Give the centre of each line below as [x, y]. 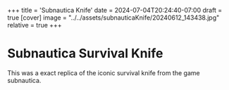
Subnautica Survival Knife [85, 54]
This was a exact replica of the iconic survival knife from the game [104, 72]
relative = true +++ [35, 25]
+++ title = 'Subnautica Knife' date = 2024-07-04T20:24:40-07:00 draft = [115, 10]
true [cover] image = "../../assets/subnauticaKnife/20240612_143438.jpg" [113, 18]
